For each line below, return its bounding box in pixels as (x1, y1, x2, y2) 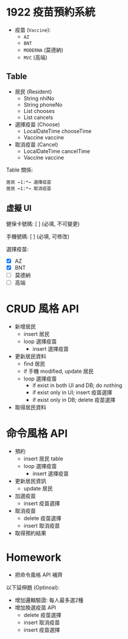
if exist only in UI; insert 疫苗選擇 (32, 388, 113, 396)
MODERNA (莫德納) (23, 46, 63, 54)
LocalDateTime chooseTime (23, 127, 92, 135)
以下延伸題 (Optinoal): (6, 584, 60, 591)
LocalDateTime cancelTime (23, 147, 91, 155)
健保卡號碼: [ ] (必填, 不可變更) (6, 220, 80, 227)
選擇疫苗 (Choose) (14, 120, 60, 128)
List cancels (23, 114, 53, 121)
